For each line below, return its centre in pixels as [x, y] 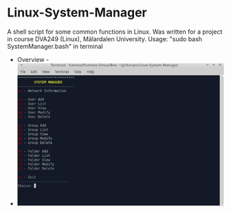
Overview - [33, 59]
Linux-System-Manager [77, 13]
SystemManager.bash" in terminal [55, 46]
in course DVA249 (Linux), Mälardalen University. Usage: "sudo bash [105, 38]
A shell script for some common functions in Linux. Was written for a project [115, 32]
